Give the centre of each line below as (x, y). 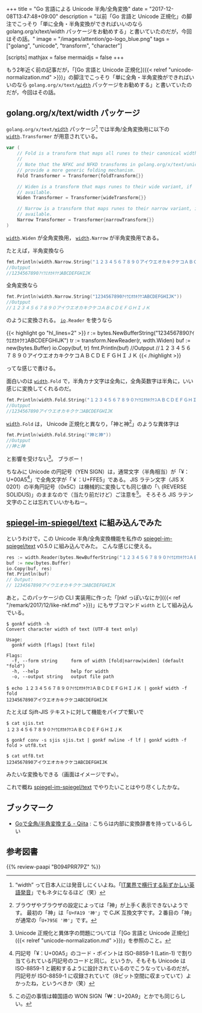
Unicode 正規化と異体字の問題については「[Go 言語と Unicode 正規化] (102, 933)
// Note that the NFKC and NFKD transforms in (76, 165)
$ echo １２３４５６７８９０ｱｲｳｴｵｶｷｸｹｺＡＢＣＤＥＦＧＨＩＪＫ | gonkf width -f (97, 688)
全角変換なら (22, 285)
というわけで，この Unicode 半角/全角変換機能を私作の (74, 538)
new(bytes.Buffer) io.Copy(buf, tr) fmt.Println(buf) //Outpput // (83, 348)
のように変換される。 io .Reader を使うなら (60, 320)
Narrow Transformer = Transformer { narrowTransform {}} (86, 220)
